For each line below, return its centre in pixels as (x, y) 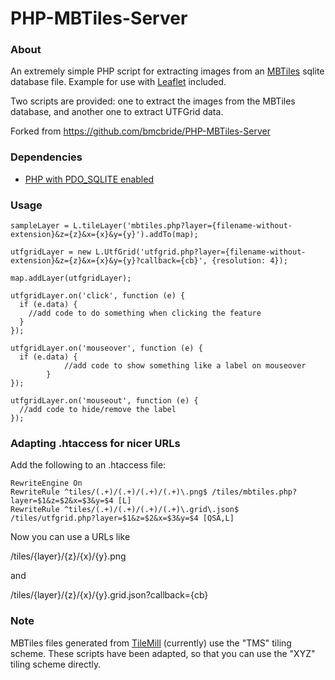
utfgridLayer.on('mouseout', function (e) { (104, 401)
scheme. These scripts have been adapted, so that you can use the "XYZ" (163, 653)
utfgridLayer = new (51, 252)
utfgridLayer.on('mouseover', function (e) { (106, 348)
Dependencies (46, 157)
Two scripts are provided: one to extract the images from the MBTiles (153, 101)
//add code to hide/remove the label (98, 410)
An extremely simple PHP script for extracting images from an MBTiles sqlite (167, 71)
